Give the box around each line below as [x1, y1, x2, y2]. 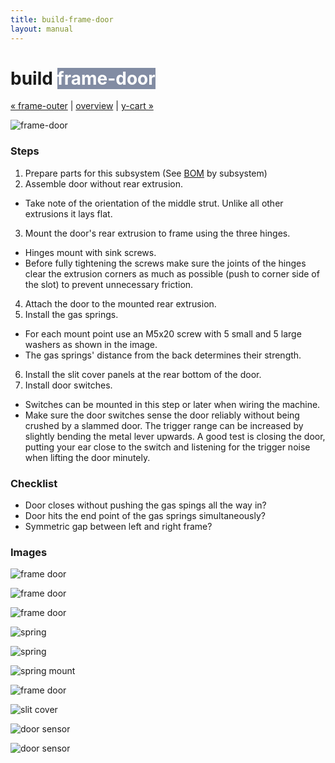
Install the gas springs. [24, 308, 119, 320]
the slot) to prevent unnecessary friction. [24, 278, 194, 290]
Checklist [10, 476, 58, 490]
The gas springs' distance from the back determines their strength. [24, 349, 302, 361]
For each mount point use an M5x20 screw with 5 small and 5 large [24, 327, 302, 340]
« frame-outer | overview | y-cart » [10, 100, 154, 112]
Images [10, 545, 48, 559]
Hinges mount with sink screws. [24, 246, 157, 258]
